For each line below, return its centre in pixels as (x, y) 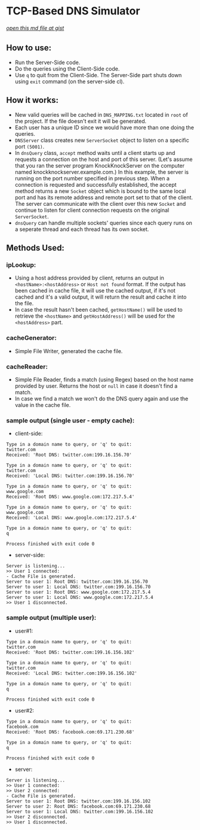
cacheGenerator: (31, 338)
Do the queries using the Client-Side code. (67, 69)
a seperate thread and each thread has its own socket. (82, 229)
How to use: (29, 48)
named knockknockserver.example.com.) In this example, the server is (102, 172)
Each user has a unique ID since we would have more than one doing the (104, 127)
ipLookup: (21, 264)
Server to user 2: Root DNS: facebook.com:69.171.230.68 (79, 806)
